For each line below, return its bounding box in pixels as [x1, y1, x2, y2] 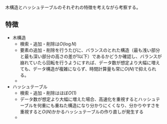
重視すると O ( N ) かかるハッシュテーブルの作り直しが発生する [19, 108, 144, 114]
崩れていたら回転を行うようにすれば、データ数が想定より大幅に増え [19, 59, 160, 65]
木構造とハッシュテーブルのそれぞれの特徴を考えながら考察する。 [5, 4, 141, 10]
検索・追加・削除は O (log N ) [19, 40, 76, 46]
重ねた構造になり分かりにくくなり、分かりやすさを [54, 102, 160, 108]
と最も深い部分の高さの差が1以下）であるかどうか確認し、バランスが [19, 53, 162, 59]
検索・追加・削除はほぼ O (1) [19, 89, 77, 96]
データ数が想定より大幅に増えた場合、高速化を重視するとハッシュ [19, 96, 156, 102]
